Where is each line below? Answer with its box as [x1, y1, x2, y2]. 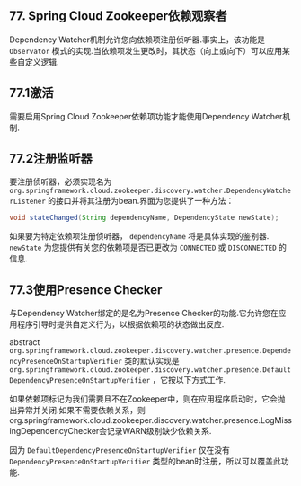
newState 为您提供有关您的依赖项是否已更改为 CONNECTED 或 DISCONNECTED [9, 242, 277, 253]
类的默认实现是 [124, 356, 180, 367]
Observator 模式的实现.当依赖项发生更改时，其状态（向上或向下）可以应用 [9, 45, 283, 56]
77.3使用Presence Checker [9, 282, 163, 297]
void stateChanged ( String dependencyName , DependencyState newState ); [9, 214, 279, 223]
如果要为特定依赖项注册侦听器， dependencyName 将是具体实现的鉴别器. [9, 231, 270, 242]
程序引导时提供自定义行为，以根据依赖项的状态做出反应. [16, 319, 225, 330]
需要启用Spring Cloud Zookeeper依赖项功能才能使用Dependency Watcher [9, 110, 283, 121]
